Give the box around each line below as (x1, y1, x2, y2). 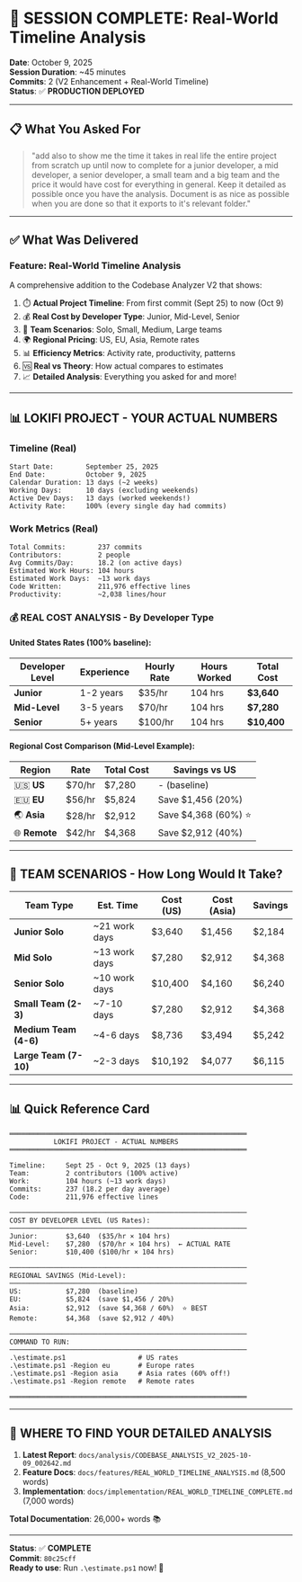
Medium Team (13, 1023, 76, 1035)
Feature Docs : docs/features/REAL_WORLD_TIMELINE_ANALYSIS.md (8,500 (22, 1467, 286, 1478)
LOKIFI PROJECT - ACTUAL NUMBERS (53, 1138, 179, 1147)
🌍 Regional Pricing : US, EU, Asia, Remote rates (22, 335, 200, 345)
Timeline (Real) (9, 442, 77, 454)
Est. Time (97, 898, 139, 911)
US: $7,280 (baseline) (9, 1287, 139, 1296)
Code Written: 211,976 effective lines (9, 582, 191, 592)
